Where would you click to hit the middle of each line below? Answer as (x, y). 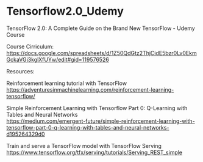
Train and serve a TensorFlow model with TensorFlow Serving (84, 145)
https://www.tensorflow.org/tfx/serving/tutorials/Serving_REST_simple (94, 152)
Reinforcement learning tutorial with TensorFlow (66, 83)
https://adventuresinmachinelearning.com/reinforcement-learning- (90, 89)
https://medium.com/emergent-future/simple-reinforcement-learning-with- (101, 121)
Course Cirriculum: (30, 46)
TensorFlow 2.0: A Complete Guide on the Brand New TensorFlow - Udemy (101, 28)
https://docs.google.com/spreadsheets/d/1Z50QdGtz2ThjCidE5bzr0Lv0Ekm (101, 53)
